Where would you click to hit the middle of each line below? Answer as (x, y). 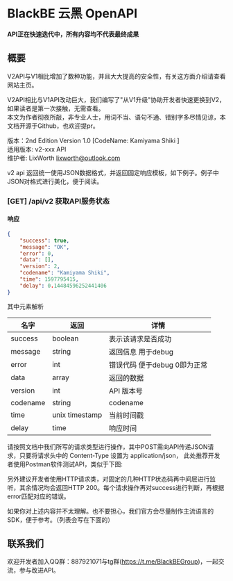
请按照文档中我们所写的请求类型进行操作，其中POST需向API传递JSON (107, 447)
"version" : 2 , (40, 267)
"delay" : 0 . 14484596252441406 (63, 286)
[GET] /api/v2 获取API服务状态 (58, 201)
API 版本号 (126, 391)
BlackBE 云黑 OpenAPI (72, 14)
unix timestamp (77, 415)
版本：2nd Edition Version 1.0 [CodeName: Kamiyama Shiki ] (93, 140)
